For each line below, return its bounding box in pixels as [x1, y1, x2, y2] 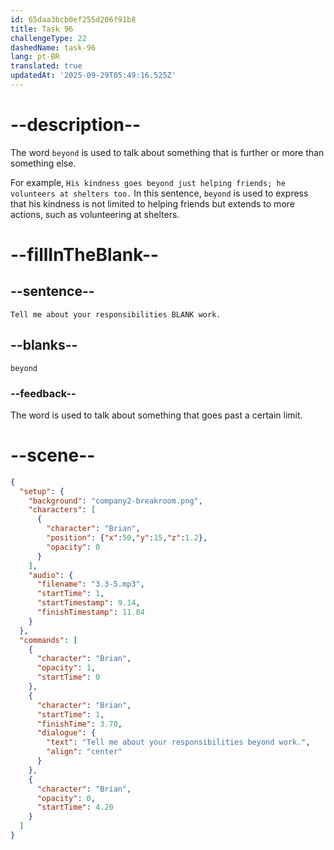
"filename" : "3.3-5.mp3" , [36, 579, 145, 590]
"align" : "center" [46, 747, 123, 757]
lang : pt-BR [10, 52, 60, 62]
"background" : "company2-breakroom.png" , [28, 496, 203, 506]
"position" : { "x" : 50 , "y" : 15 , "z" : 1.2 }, [46, 533, 208, 543]
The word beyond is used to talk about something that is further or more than [10, 146, 325, 158]
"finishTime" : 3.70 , [36, 719, 123, 729]
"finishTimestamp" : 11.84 [36, 607, 145, 618]
